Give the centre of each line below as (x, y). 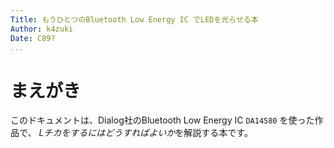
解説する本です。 (218, 133)
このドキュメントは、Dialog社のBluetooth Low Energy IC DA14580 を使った (162, 120)
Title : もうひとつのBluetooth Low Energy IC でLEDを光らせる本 (134, 19)
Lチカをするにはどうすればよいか (107, 133)
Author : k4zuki (42, 29)
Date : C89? (33, 38)
